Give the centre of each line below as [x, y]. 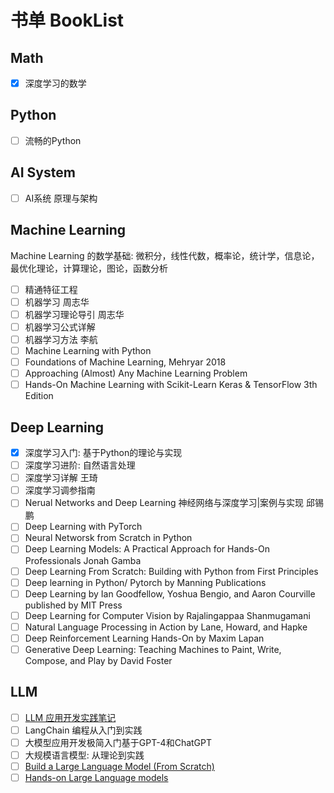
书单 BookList [67, 20]
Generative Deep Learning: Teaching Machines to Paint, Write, [153, 649]
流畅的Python [53, 140]
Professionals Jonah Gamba [83, 560]
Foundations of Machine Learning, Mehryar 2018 [125, 362]
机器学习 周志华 [57, 302]
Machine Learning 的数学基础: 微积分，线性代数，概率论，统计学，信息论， [165, 255]
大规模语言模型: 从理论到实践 [84, 755]
